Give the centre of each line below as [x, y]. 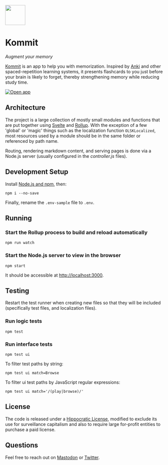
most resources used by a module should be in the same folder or [73, 136]
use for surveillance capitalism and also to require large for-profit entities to [83, 424]
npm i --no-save [22, 193]
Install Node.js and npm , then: [36, 184]
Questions [22, 445]
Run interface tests [29, 344]
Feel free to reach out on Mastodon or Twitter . [52, 457]
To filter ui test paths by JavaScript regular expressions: [63, 382]
